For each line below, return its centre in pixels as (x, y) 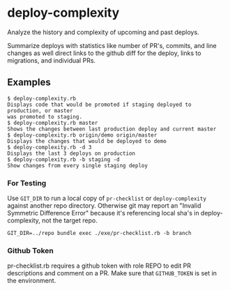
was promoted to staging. (45, 116)
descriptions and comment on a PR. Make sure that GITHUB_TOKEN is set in (112, 273)
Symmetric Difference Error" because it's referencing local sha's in (103, 213)
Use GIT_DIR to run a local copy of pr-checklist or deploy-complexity (107, 198)
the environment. (32, 281)
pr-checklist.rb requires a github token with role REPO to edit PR (99, 266)
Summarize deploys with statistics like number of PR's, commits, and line (112, 45)
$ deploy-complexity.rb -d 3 (49, 147)
